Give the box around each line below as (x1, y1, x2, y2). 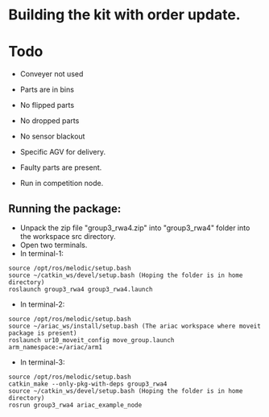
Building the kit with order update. (8, 6, 241, 24)
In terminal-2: (19, 299, 65, 309)
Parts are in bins (19, 85, 75, 94)
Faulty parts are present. (19, 163, 102, 172)
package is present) (8, 328, 78, 337)
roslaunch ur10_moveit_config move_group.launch (8, 336, 175, 344)
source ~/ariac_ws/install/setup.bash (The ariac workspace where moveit (8, 322, 262, 330)
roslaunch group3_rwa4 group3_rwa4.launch (8, 285, 153, 293)
